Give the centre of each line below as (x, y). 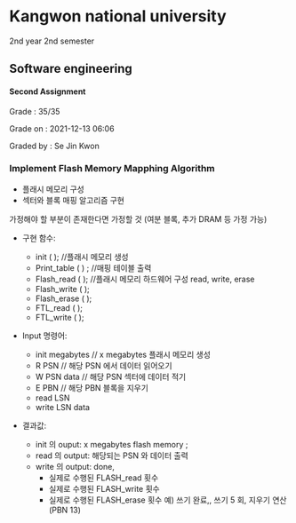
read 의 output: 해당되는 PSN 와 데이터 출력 (112, 456)
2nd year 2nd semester (52, 41)
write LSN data (63, 407)
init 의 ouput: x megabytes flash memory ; (112, 444)
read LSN (52, 398)
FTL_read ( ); (59, 307)
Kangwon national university (118, 16)
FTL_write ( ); (60, 317)
